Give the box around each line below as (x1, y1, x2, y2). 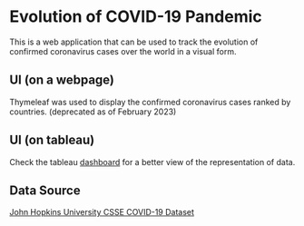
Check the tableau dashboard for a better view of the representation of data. (9, 156, 296, 167)
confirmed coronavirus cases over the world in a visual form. (9, 45, 237, 56)
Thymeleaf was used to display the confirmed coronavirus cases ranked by (9, 96, 291, 107)
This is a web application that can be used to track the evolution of (9, 36, 259, 47)
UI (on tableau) (9, 133, 95, 148)
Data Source (9, 182, 81, 198)
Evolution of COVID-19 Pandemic (9, 6, 263, 27)
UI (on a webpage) (9, 73, 115, 88)
